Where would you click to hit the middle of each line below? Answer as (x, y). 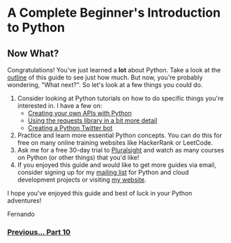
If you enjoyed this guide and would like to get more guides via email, (117, 165)
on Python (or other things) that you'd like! (78, 157)
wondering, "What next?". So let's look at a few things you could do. (105, 85)
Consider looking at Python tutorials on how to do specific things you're (120, 98)
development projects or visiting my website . (82, 180)
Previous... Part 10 (39, 232)
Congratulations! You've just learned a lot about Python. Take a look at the (114, 70)
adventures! (24, 201)
